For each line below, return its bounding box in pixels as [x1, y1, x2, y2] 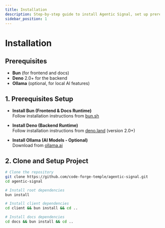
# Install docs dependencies [5, 215, 65, 220]
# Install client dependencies [5, 201, 69, 206]
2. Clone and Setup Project [5, 157, 88, 165]
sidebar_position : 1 [5, 16, 48, 21]
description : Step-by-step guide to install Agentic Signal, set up [5, 12, 148, 17]
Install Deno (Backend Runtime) [12, 122, 79, 128]
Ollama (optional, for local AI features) [12, 81, 90, 86]
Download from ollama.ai [12, 142, 63, 148]
